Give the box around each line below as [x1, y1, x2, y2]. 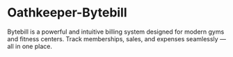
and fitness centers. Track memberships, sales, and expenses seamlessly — [7, 34, 226, 43]
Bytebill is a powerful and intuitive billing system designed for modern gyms [7, 27, 225, 36]
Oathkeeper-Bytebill [7, 5, 127, 21]
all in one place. [7, 42, 52, 50]
